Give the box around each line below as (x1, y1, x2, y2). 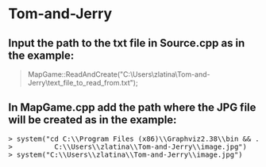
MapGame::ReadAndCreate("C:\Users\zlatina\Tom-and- (27, 70, 210, 79)
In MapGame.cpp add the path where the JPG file (8, 101, 256, 115)
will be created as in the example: (8, 113, 177, 127)
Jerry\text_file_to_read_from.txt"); (27, 78, 138, 87)
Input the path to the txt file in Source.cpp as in (8, 36, 245, 50)
